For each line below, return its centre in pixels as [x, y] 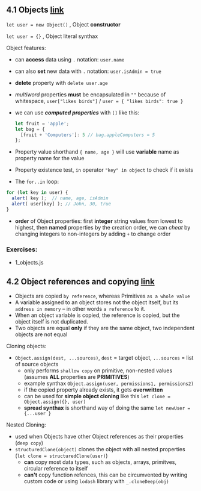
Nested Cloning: [26, 425]
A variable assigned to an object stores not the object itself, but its [97, 302]
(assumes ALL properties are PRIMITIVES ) [76, 377]
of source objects [37, 364]
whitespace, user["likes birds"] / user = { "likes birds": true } [99, 101]
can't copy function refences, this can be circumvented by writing [106, 475]
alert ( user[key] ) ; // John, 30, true [61, 204]
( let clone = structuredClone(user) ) [61, 455]
